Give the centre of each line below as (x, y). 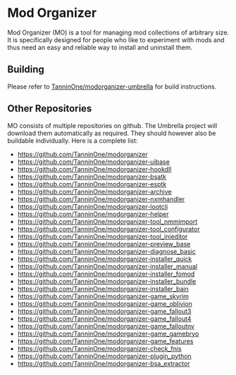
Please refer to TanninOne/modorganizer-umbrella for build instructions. (112, 87)
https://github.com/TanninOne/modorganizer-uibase (94, 161)
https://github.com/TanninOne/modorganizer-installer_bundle (107, 281)
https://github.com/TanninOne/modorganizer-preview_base (104, 243)
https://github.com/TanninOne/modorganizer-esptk (92, 184)
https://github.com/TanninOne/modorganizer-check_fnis (99, 348)
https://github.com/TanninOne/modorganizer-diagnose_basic (106, 251)
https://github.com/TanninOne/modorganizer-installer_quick (105, 259)
